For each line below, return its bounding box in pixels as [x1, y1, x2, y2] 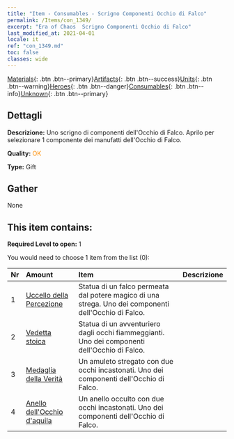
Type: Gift [7, 162, 36, 171]
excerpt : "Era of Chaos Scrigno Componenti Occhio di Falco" [7, 23, 192, 30]
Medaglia [25, 365, 56, 375]
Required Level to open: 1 [7, 240, 81, 248]
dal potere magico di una [78, 291, 160, 300]
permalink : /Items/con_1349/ [7, 17, 92, 24]
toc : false [7, 49, 39, 56]
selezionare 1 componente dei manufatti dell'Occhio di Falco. [7, 135, 182, 144]
